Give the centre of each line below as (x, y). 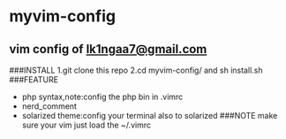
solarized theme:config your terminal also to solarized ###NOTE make (150, 116)
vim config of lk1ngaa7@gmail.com (108, 49)
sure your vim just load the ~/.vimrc (87, 125)
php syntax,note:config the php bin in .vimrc (102, 97)
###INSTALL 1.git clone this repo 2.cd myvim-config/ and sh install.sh (136, 70)
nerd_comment (49, 106)
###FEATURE (34, 80)
